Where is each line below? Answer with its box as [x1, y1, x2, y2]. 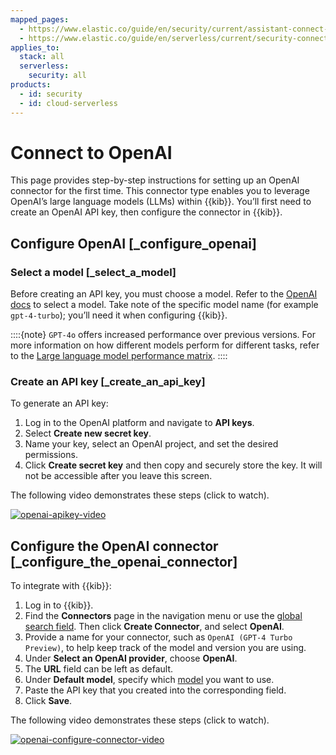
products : [10, 80, 52, 90]
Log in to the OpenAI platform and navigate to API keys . [24, 417, 255, 429]
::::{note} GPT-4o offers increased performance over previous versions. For [10, 329, 316, 341]
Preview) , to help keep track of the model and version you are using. [24, 642, 307, 654]
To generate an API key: [10, 397, 109, 410]
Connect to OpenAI [10, 141, 173, 164]
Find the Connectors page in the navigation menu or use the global [24, 610, 303, 622]
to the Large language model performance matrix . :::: [10, 350, 228, 362]
